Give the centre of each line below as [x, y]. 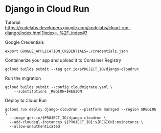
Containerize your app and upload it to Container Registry [63, 60]
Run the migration [23, 78]
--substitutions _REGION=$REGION [48, 91]
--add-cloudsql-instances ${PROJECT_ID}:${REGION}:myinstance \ [76, 122]
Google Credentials [24, 42]
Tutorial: [13, 22]
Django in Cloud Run [47, 9]
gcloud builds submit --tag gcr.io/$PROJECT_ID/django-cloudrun [72, 69]
